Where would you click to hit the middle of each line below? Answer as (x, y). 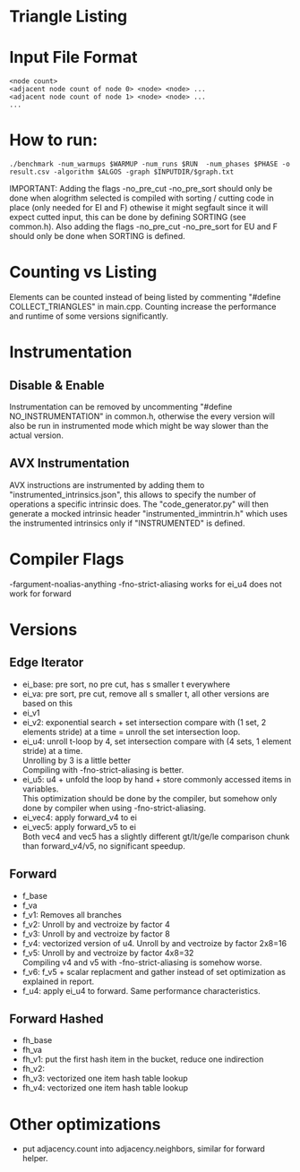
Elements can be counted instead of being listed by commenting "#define (145, 297)
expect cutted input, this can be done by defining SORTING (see (128, 218)
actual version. (37, 435)
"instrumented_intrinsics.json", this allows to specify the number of (133, 494)
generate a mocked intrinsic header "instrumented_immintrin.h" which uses (149, 513)
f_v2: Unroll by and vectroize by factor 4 (96, 924)
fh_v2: (33, 1069)
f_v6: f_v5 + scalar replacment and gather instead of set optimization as (154, 971)
